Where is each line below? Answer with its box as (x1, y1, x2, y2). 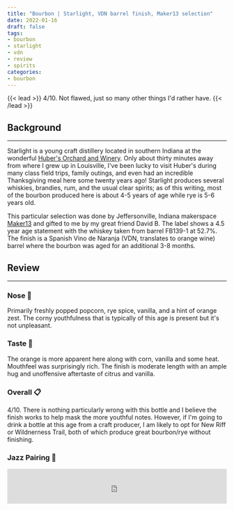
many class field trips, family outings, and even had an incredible (7, 169, 194, 178)
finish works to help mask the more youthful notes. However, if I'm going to (7, 412, 223, 422)
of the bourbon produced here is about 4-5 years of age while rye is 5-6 (7, 191, 214, 199)
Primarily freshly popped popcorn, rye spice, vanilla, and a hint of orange (7, 307, 217, 315)
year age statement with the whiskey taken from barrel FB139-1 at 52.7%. (7, 227, 218, 235)
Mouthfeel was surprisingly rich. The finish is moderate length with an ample (7, 362, 227, 370)
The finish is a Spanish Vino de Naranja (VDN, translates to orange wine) (7, 234, 216, 242)
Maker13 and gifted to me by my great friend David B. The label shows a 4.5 (7, 219, 225, 228)
